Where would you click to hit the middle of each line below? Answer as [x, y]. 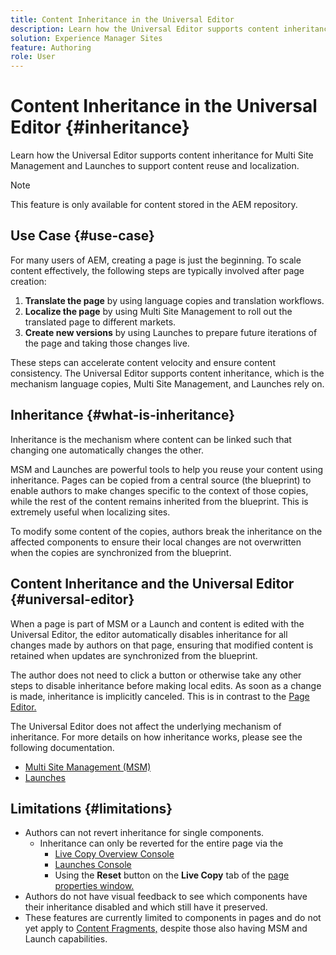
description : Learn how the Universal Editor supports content [145, 29]
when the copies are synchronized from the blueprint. [121, 552]
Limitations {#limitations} [91, 808]
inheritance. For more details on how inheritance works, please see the [156, 737]
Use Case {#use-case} [82, 236]
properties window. [94, 886]
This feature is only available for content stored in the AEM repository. [154, 205]
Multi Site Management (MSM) [88, 767]
